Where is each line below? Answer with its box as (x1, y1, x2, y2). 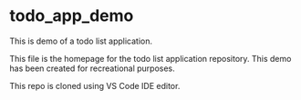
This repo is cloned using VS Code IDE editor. (9, 80, 181, 91)
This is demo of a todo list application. (9, 35, 153, 46)
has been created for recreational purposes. (9, 63, 175, 74)
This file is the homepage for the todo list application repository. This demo (9, 53, 292, 64)
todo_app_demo (9, 5, 134, 26)
